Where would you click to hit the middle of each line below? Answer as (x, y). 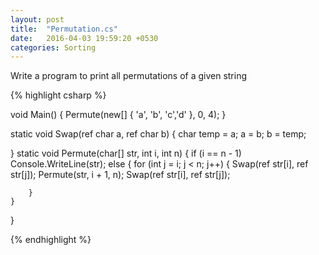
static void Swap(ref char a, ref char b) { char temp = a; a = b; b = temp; (158, 134)
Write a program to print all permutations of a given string (129, 76)
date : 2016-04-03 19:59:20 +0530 (84, 38)
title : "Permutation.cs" (64, 29)
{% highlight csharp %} (58, 95)
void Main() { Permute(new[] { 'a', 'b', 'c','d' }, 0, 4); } (118, 115)
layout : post (37, 19)
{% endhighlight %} (51, 240)
